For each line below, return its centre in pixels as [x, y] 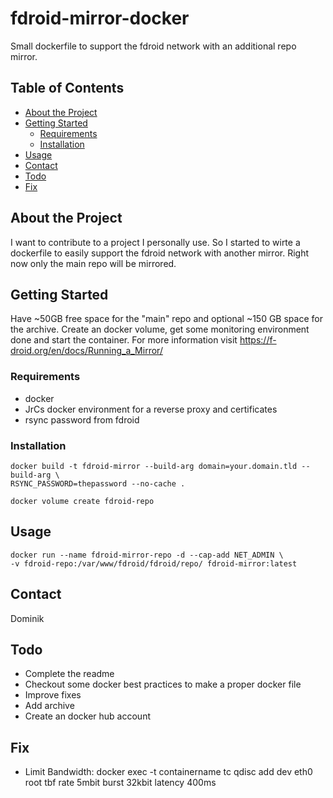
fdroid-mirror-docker [100, 18]
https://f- [258, 340]
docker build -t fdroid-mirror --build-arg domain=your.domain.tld [154, 466]
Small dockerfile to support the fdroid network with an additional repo [153, 46]
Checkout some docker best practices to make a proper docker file [163, 684]
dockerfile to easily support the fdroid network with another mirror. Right [159, 253]
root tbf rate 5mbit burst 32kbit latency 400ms [120, 783]
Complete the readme [69, 674]
